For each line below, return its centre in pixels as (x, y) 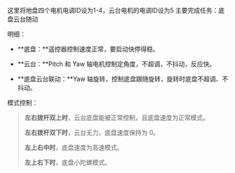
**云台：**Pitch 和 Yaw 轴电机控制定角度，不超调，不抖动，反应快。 (116, 64)
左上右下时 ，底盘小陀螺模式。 (67, 162)
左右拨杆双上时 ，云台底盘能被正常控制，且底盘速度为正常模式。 (116, 117)
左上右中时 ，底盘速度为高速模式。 (74, 147)
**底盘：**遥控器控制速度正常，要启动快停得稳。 (88, 49)
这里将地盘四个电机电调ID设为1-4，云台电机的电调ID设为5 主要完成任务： (113, 10)
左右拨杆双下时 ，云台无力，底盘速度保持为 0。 (92, 133)
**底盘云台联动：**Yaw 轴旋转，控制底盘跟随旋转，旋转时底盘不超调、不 (123, 79)
